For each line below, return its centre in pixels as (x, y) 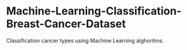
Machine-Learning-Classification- (94, 11)
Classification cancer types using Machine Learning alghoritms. (85, 40)
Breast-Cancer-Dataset (66, 24)
